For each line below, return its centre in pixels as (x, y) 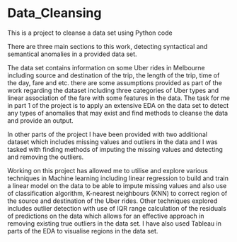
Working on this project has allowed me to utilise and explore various (108, 170)
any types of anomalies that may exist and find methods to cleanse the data (118, 113)
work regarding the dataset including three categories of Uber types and (113, 90)
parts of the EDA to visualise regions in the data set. (83, 231)
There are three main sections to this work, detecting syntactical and (108, 46)
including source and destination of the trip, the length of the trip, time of (114, 75)
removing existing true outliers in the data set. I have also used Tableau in (114, 223)
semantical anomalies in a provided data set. (72, 54)
